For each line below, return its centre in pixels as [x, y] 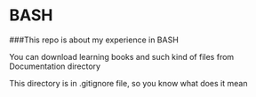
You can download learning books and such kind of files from [122, 56]
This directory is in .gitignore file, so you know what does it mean [128, 83]
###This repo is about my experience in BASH [94, 40]
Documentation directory [55, 66]
